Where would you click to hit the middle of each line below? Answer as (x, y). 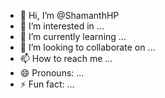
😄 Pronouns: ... (52, 73)
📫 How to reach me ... (66, 58)
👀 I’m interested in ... (62, 26)
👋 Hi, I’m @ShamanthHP (69, 15)
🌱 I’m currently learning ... (73, 36)
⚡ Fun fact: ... (47, 84)
